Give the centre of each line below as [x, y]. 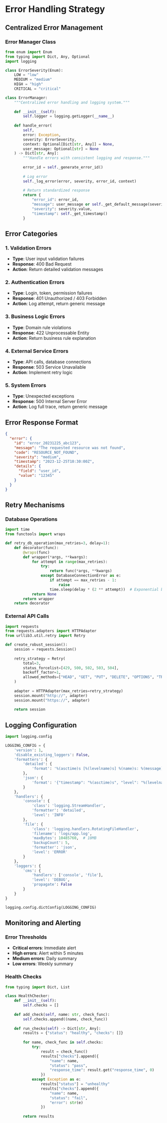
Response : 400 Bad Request [42, 264]
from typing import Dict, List [38, 987]
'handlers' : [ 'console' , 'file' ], [67, 875]
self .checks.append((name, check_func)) [65, 1019]
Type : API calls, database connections [52, 362]
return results [39, 1117]
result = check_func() [64, 1052]
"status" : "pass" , [69, 1065]
